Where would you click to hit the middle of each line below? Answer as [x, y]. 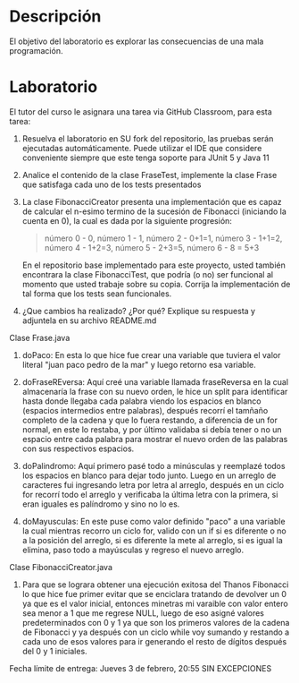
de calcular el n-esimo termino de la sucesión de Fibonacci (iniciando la [154, 211]
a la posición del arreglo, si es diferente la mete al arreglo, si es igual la [152, 540]
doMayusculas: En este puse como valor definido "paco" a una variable [154, 521]
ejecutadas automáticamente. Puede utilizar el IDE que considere [142, 148]
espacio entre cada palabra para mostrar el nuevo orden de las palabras [155, 439]
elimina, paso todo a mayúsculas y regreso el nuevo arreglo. [133, 550]
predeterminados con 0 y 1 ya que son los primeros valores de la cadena [156, 622]
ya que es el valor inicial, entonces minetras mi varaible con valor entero [155, 603]
